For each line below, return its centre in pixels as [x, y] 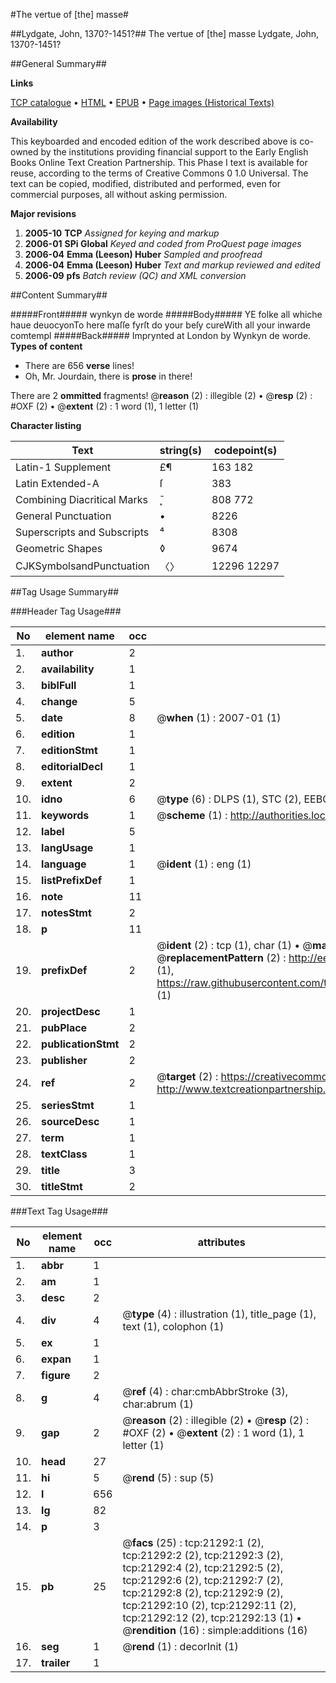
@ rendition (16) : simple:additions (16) [215, 1630]
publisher [64, 1060]
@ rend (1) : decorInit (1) [180, 1646]
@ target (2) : [187, 1076]
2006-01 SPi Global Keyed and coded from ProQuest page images [163, 243]
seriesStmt [68, 1105]
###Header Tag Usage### [66, 611]
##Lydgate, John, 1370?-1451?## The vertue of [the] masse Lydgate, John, [165, 33]
